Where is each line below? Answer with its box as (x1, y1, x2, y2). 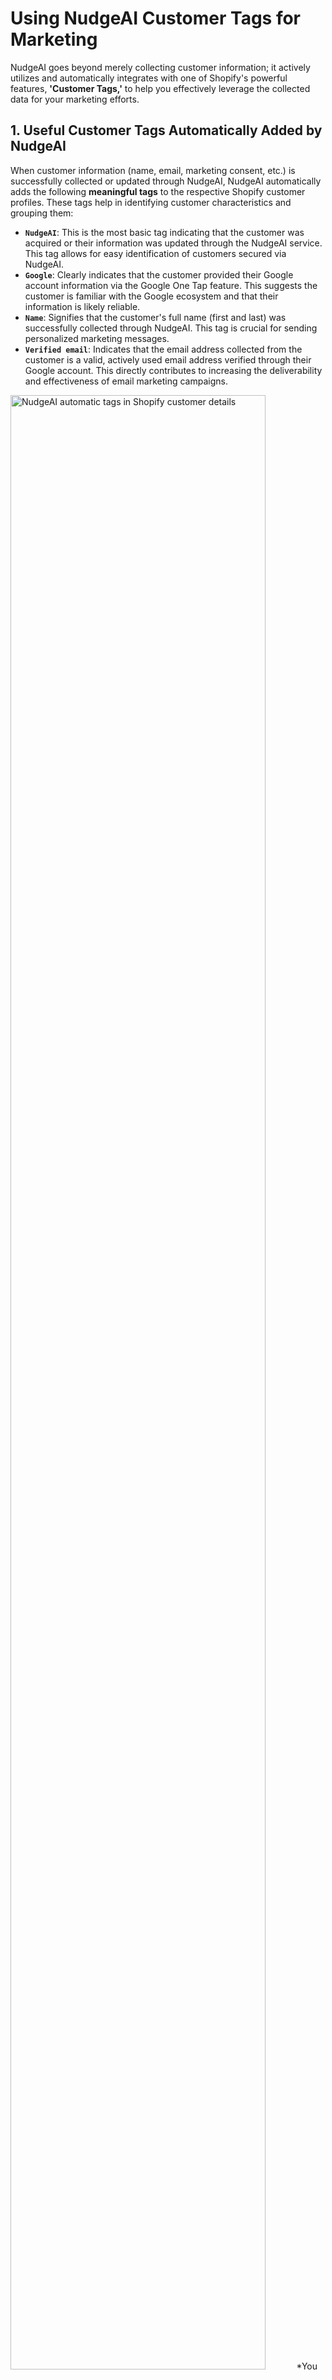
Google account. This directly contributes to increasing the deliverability (24, 364, 323, 376)
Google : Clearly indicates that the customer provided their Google (24, 268, 294, 281)
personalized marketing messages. (24, 332, 170, 344)
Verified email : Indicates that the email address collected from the (24, 343, 303, 355)
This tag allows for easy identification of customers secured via (24, 247, 287, 259)
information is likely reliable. (24, 300, 141, 312)
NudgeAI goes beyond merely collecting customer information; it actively (10, 61, 311, 73)
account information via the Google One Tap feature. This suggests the (24, 279, 318, 291)
